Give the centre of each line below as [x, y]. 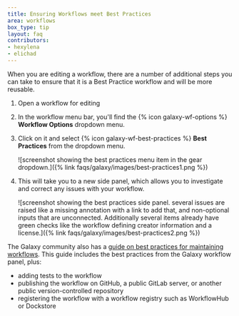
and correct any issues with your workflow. [81, 188]
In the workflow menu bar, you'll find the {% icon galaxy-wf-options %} [123, 117]
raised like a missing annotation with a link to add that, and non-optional [123, 210]
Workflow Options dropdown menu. [71, 124]
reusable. [21, 89]
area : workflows [31, 21]
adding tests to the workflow [60, 275]
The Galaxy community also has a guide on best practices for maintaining [116, 246]
